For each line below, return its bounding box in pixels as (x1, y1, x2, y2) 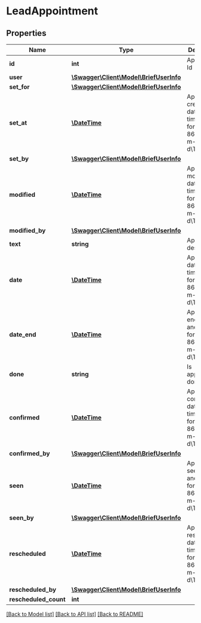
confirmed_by (9, 449, 50, 457)
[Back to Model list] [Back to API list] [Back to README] (6, 610, 144, 618)
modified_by (9, 226, 46, 235)
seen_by (9, 513, 34, 522)
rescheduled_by (9, 585, 57, 594)
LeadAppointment (6, 4, 99, 18)
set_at (9, 118, 28, 127)
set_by (9, 154, 29, 163)
